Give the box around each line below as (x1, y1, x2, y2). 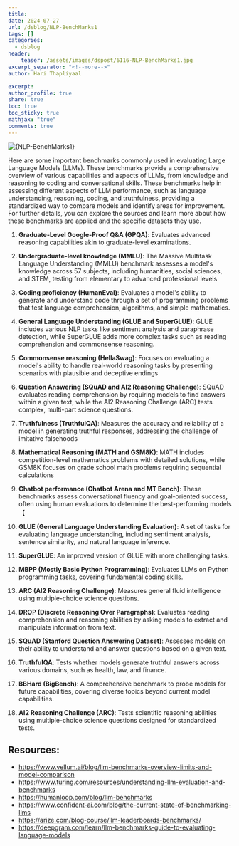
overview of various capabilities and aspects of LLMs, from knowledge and (8, 171, 228, 179)
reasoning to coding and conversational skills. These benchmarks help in (8, 179, 223, 187)
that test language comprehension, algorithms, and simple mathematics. (18, 303, 230, 312)
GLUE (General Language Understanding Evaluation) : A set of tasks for (18, 522, 230, 531)
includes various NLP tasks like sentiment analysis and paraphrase (18, 325, 214, 333)
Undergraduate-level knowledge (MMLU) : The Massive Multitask (18, 251, 213, 260)
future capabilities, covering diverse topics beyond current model (18, 686, 211, 695)
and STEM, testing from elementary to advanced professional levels (18, 274, 218, 283)
